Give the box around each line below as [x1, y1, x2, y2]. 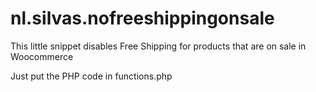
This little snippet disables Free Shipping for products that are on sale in [10, 40, 307, 52]
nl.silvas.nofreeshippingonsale [10, 7, 275, 30]
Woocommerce [10, 50, 74, 62]
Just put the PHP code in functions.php [10, 70, 173, 82]
